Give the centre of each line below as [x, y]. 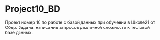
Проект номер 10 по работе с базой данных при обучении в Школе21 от [80, 22]
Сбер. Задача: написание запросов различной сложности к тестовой [78, 27]
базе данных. [19, 32]
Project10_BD [32, 9]
